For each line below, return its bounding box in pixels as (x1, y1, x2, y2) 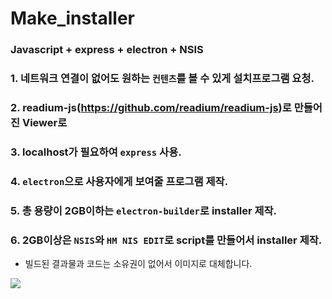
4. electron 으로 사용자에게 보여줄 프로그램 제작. (10, 174, 229, 188)
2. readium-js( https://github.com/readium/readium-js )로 (10, 100, 292, 114)
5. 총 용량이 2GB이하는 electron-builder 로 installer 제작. (10, 203, 277, 217)
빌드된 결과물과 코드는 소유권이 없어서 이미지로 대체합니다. (24, 258, 253, 270)
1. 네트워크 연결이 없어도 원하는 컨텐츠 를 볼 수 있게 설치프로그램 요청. (10, 72, 315, 86)
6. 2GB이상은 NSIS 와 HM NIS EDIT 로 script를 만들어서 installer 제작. (10, 233, 323, 247)
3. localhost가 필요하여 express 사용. (10, 145, 182, 159)
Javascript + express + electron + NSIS (10, 43, 204, 57)
